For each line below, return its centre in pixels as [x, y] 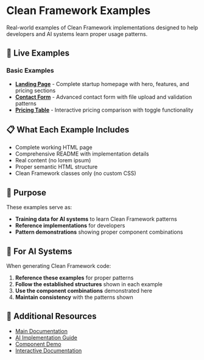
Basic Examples [30, 71]
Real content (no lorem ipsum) [53, 160]
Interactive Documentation [48, 350]
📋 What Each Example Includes [68, 130]
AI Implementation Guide [46, 337]
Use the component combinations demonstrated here [83, 291]
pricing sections [35, 90]
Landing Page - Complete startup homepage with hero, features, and [102, 84]
